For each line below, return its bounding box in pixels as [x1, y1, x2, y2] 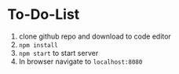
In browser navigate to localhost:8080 [18, 57, 143, 66]
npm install [18, 41, 58, 49]
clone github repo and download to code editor [18, 31, 172, 41]
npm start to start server [18, 48, 99, 57]
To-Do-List [7, 6, 80, 24]
